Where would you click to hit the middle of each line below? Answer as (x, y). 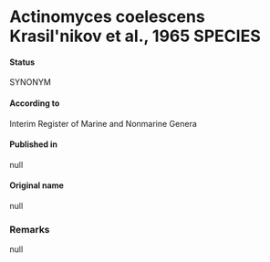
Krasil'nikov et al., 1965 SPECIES (135, 36)
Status (22, 62)
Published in (33, 144)
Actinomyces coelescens (107, 17)
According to (35, 103)
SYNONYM (31, 82)
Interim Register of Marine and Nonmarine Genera (104, 123)
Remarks (30, 229)
